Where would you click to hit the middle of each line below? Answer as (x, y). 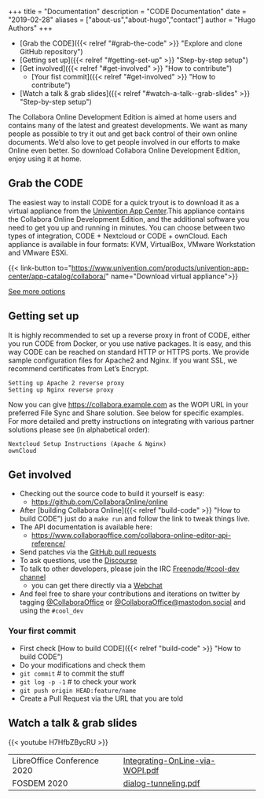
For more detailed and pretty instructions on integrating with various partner (131, 421)
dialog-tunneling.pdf (161, 783)
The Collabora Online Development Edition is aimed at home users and (123, 117)
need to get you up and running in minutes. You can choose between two (127, 227)
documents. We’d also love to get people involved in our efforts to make (124, 142)
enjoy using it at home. (45, 159)
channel (33, 577)
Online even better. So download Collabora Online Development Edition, (125, 150)
